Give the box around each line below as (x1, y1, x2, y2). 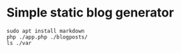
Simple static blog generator (6, 5, 175, 21)
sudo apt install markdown (6, 28, 85, 34)
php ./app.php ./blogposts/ (6, 33, 88, 41)
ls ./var (6, 39, 32, 46)
